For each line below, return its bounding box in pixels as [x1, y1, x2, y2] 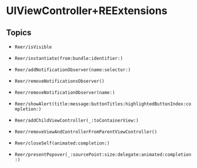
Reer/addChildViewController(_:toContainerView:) [14, 117, 139, 123]
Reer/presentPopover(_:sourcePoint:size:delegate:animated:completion [14, 152, 192, 157]
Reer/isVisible [14, 44, 52, 50]
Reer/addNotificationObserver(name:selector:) [14, 67, 131, 73]
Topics [6, 28, 32, 38]
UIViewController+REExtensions [6, 4, 168, 18]
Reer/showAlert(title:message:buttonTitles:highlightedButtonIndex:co [14, 101, 192, 107]
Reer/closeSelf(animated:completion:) [14, 140, 110, 146]
